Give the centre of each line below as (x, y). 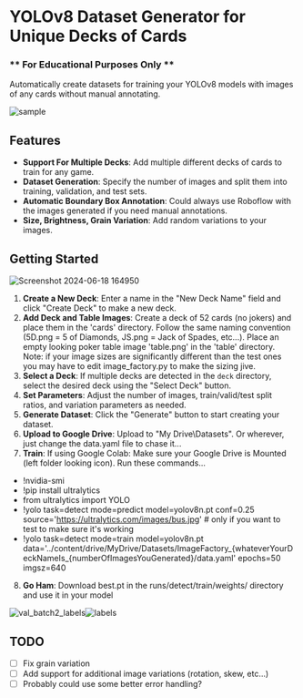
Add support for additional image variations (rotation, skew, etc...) (146, 673)
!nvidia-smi (44, 481)
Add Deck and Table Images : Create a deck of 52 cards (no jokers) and (157, 318)
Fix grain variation (56, 663)
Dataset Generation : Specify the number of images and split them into (155, 182)
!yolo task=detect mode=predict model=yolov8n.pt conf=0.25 (138, 510)
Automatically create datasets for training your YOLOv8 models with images (151, 85)
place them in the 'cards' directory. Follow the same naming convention (157, 328)
